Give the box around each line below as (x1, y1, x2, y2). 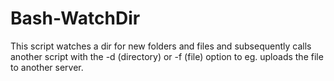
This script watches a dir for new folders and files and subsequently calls (10, 40, 312, 52)
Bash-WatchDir (10, 7, 141, 30)
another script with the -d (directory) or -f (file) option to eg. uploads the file (10, 50, 324, 62)
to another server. (10, 61, 84, 73)
